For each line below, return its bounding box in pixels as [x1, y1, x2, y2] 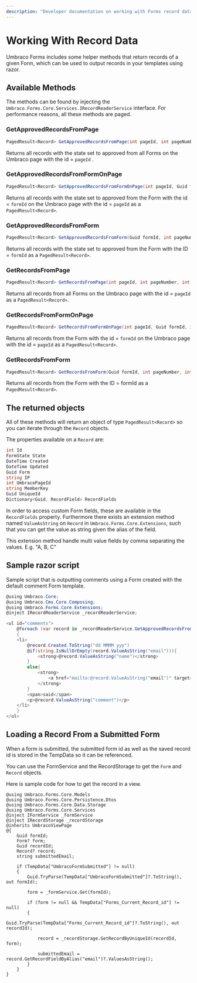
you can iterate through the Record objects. [6, 425, 110, 432]
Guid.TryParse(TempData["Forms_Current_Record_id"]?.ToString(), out [6, 920, 180, 926]
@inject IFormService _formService [6, 812, 93, 818]
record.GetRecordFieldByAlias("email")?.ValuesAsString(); [6, 956, 154, 962]
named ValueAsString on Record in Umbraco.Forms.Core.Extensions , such [6, 519, 181, 526]
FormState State [6, 453, 46, 459]
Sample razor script [6, 560, 80, 570]
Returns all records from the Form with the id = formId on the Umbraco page [6, 335, 191, 342]
